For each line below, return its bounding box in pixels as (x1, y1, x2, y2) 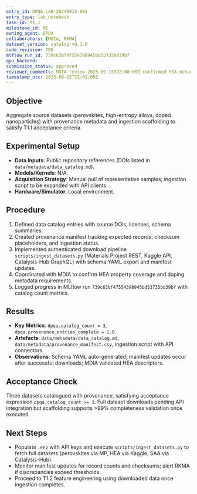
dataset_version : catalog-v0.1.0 (6, 42, 88, 48)
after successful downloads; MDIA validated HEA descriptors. (14, 359, 164, 366)
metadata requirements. (14, 277, 73, 284)
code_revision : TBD (6, 47, 54, 53)
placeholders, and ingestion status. (14, 239, 100, 246)
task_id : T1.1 (6, 19, 41, 25)
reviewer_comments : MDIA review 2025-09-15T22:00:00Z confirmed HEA (6, 69, 177, 75)
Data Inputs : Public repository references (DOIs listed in (14, 156, 151, 163)
